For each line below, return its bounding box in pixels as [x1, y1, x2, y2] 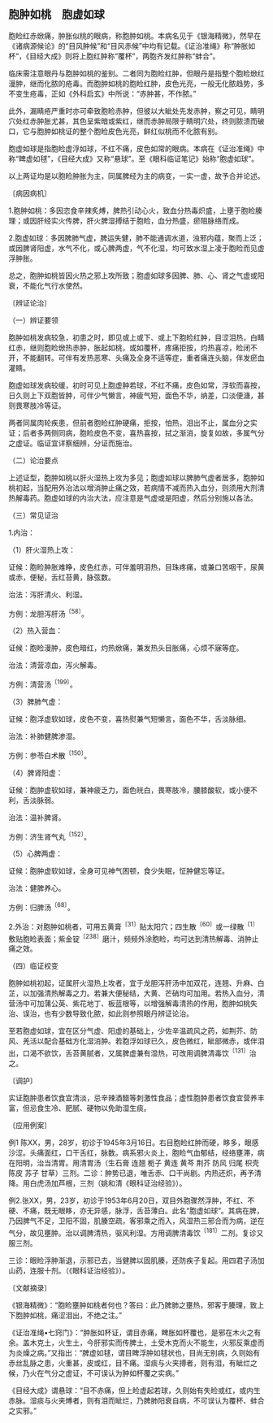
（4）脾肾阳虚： [8, 767, 63, 778]
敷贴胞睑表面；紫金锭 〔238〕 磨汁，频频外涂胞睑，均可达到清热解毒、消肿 [8, 932, 252, 944]
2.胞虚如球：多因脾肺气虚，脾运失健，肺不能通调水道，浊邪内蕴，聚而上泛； [8, 232, 264, 242]
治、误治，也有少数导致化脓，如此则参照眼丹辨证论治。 [8, 1009, 193, 1018]
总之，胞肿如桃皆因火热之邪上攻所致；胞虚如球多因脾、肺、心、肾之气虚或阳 [8, 271, 265, 280]
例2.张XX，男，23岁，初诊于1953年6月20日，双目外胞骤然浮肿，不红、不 [8, 1195, 255, 1205]
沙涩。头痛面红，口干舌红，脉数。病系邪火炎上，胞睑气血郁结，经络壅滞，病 [8, 1148, 265, 1158]
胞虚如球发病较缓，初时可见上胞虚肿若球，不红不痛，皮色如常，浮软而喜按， [8, 380, 265, 390]
